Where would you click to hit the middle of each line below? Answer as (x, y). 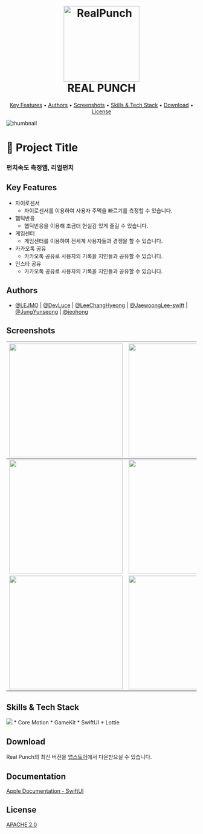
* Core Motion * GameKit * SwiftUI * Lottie (66, 723)
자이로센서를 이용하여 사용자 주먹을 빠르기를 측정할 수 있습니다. (98, 210)
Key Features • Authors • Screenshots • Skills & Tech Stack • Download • (101, 105)
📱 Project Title (42, 148)
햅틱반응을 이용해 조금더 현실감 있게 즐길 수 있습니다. (86, 225)
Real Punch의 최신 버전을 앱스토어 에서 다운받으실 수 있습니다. (79, 757)
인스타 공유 (28, 263)
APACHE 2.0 (22, 824)
